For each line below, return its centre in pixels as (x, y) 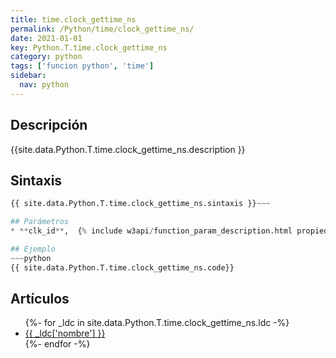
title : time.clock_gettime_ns (73, 19)
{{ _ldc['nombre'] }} (65, 333)
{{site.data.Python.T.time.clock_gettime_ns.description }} (128, 149)
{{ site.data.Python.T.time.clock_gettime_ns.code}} (122, 267)
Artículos (40, 299)
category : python (46, 57)
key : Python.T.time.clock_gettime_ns (89, 47)
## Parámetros (40, 222)
